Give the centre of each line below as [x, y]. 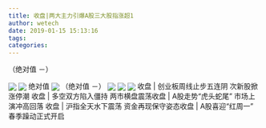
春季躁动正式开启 [36, 116]
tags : [17, 38]
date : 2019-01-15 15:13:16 [53, 30]
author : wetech [34, 23]
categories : [28, 46]
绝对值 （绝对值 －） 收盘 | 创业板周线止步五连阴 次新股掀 [143, 86]
